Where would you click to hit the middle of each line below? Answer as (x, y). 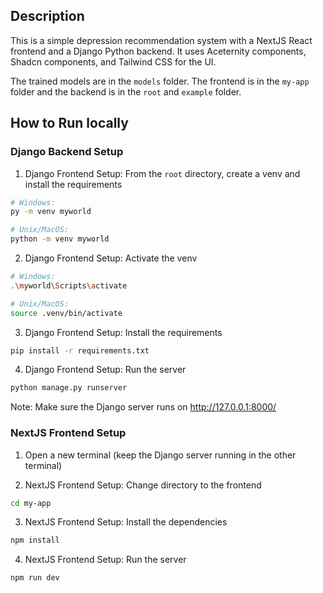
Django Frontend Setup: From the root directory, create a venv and (162, 173)
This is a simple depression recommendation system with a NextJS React (161, 40)
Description (47, 16)
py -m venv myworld (51, 212)
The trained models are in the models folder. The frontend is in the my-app (160, 81)
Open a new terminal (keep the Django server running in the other (160, 455)
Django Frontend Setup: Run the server (105, 370)
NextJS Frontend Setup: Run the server (105, 560)
